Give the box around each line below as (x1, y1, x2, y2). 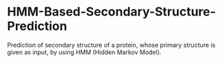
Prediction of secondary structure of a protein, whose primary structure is (7, 41, 216, 49)
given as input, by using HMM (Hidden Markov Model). (7, 48, 162, 56)
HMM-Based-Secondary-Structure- (7, 4, 216, 20)
